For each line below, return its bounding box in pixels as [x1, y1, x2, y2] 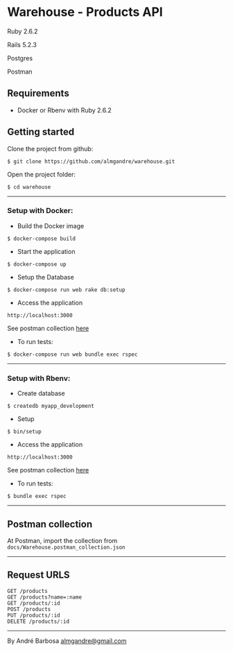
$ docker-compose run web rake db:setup [7, 286, 126, 293]
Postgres [7, 53, 33, 62]
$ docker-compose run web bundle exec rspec [7, 351, 138, 358]
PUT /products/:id [7, 612, 60, 619]
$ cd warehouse [7, 183, 51, 191]
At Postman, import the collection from [7, 536, 118, 544]
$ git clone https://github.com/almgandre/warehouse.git [7, 157, 175, 165]
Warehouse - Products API [7, 4, 163, 20]
